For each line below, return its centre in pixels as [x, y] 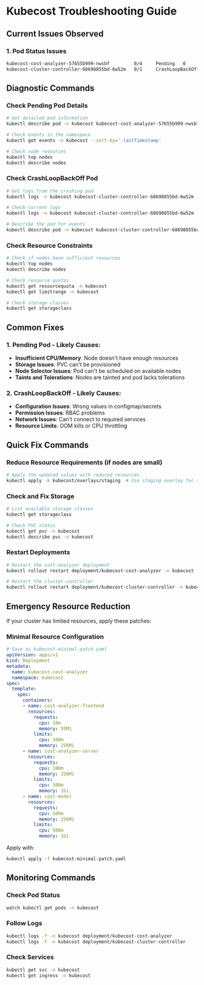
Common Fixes [35, 327]
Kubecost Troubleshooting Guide [92, 11]
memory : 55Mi [55, 729]
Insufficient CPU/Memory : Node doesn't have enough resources [97, 358]
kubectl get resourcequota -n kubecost [57, 286]
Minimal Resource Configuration [55, 636]
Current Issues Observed [55, 34]
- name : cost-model [47, 797]
